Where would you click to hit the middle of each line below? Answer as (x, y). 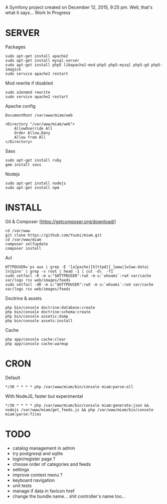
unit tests (22, 485)
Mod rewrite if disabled (29, 83)
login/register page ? (34, 459)
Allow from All (30, 137)
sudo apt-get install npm (32, 188)
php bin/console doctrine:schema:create (48, 312)
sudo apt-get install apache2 (37, 56)
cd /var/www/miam (23, 239)
